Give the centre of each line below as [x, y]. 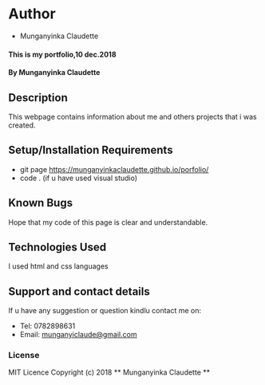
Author [32, 14]
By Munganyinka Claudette [54, 73]
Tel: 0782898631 [47, 326]
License [24, 356]
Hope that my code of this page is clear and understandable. [108, 222]
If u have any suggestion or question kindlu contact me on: [105, 311]
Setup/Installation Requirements [91, 150]
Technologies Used [57, 247]
